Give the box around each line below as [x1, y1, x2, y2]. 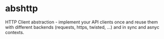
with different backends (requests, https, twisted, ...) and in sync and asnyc [5, 24, 160, 30]
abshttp [5, 3, 38, 14]
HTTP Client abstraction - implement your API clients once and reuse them [5, 19, 158, 25]
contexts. [5, 29, 24, 35]
